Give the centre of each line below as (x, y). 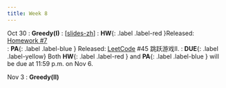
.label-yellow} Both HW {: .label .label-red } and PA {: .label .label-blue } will (113, 56)
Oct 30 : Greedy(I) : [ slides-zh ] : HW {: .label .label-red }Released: (101, 33)
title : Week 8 (28, 13)
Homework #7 (27, 40)
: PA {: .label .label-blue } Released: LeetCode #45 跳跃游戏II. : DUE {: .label (113, 48)
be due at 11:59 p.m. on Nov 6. (50, 63)
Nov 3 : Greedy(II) (33, 77)
